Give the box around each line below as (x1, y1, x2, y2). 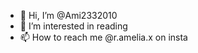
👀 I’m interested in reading (19, 20, 128, 32)
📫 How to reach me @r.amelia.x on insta (19, 31, 188, 43)
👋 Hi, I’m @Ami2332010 (19, 10, 118, 21)
